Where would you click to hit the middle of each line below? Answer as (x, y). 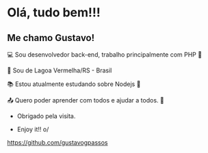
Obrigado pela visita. (46, 116)
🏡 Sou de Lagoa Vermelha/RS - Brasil (60, 70)
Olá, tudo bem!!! (54, 13)
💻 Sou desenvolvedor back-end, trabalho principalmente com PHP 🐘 (105, 55)
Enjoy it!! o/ (33, 129)
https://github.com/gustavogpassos (57, 142)
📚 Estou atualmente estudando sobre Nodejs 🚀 (74, 84)
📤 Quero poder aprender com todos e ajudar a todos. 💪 (86, 100)
